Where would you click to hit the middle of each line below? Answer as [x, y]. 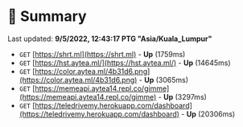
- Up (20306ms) [208, 114]
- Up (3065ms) [164, 80]
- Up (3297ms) [182, 96]
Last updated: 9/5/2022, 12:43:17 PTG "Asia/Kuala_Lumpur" [110, 39]
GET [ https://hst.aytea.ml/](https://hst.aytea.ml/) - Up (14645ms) [125, 63]
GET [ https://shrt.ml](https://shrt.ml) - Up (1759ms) [102, 54]
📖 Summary [47, 16]
